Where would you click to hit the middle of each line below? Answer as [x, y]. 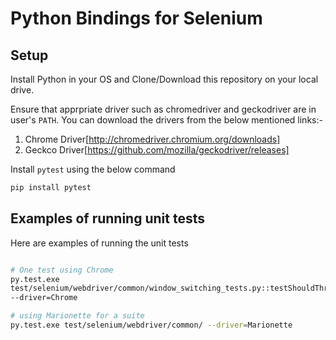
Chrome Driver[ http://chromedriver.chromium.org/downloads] [152, 139]
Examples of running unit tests [107, 218]
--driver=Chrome [44, 298]
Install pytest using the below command [93, 169]
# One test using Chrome [62, 270]
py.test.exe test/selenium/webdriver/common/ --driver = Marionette [151, 325]
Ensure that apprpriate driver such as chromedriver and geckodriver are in [163, 109]
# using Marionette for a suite [77, 316]
